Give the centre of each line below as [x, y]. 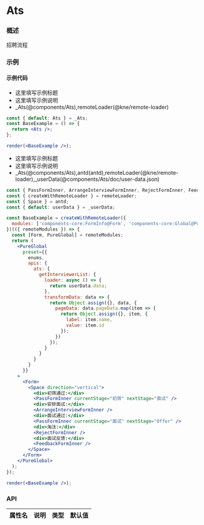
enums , [36, 258]
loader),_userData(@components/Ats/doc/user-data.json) [87, 179]
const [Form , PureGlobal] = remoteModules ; [67, 235]
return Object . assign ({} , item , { [104, 314]
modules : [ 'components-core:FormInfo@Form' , [69, 224]
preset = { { [35, 252]
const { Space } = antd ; [38, 202]
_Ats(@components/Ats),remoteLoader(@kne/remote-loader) [92, 107]
